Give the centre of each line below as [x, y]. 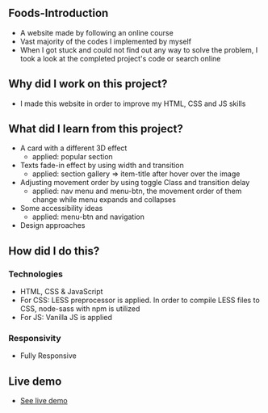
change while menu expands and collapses [104, 200]
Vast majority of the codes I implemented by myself [106, 41]
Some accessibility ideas [61, 209]
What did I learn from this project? [96, 129]
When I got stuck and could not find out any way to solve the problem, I [139, 50]
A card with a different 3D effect [73, 148]
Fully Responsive [48, 356]
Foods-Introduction [59, 13]
